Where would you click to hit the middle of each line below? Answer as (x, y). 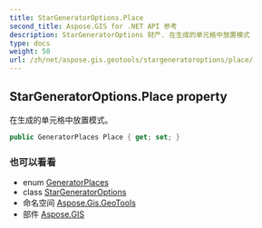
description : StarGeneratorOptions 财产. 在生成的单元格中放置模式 (130, 35)
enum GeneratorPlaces (65, 182)
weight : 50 (30, 52)
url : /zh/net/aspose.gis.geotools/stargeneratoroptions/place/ (131, 60)
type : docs (30, 43)
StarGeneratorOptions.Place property (119, 97)
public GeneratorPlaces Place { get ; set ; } (95, 137)
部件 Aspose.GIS (53, 213)
